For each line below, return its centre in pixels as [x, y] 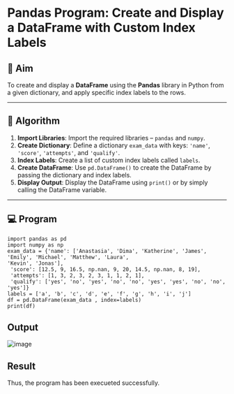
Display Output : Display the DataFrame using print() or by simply [112, 182]
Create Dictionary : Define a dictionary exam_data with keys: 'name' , [114, 145]
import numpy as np [36, 245]
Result [22, 366]
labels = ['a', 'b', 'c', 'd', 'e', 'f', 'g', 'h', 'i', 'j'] [99, 294]
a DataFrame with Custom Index [102, 28]
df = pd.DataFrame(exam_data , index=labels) [74, 300]
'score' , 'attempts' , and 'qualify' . [69, 152]
